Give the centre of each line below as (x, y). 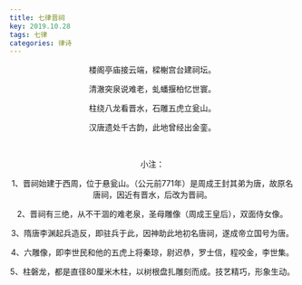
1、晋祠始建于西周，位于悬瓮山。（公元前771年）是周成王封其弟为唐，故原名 (152, 184)
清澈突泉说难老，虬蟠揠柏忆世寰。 (152, 89)
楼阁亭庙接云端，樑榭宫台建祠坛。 (152, 70)
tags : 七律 (29, 34)
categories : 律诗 (41, 43)
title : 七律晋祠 (37, 18)
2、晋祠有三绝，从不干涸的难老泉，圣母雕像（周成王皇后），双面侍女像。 (152, 214)
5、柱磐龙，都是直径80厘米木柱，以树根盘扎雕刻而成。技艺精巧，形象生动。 (152, 271)
